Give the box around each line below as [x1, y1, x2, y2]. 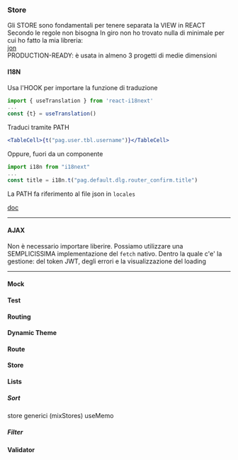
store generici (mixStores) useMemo [7, 411, 114, 420]
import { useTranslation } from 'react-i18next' [7, 97, 154, 104]
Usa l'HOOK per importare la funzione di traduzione [7, 83, 158, 92]
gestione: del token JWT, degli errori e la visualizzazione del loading [7, 257, 207, 265]
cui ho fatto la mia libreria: [7, 36, 84, 45]
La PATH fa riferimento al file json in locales [7, 190, 136, 198]
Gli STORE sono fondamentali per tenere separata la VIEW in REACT [7, 21, 205, 30]
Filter [7, 427, 23, 436]
